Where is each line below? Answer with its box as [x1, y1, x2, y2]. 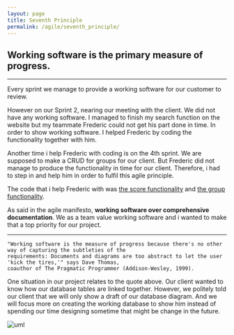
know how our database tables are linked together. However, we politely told [7, 285, 226, 293]
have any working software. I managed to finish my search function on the [7, 113, 221, 122]
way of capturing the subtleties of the [7, 247, 127, 254]
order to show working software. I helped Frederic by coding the [7, 128, 192, 137]
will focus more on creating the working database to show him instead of [7, 299, 217, 308]
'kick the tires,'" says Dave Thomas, [7, 259, 120, 266]
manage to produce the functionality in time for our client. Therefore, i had [7, 164, 221, 172]
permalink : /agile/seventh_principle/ [7, 23, 120, 30]
